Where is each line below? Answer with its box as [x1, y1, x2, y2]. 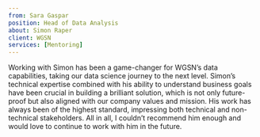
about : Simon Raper [8, 26, 73, 34]
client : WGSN [8, 33, 52, 42]
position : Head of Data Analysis [8, 19, 119, 27]
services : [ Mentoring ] [8, 41, 83, 49]
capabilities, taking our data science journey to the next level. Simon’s [8, 71, 236, 81]
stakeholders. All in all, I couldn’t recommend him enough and [39, 113, 242, 123]
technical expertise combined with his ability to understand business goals [8, 80, 252, 89]
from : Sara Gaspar [8, 11, 69, 20]
